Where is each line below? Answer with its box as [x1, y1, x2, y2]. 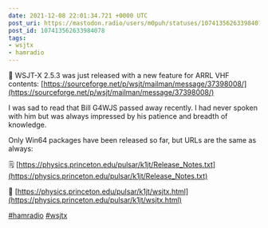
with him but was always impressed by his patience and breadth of [8, 112, 228, 120]
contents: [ [8, 79, 44, 88]
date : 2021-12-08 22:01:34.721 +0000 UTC [8, 11, 148, 20]
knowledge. [8, 120, 47, 129]
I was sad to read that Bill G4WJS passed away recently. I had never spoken [8, 103, 258, 112]
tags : [8, 33, 26, 42]
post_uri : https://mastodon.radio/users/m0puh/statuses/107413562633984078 [8, 19, 266, 27]
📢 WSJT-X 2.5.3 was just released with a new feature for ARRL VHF [8, 71, 230, 80]
